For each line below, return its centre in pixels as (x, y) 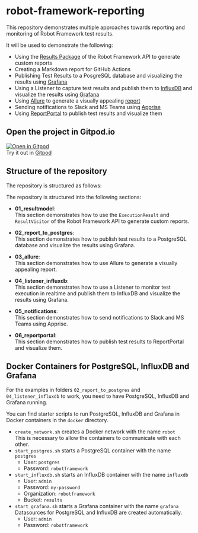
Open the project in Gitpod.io (61, 132)
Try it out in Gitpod (29, 152)
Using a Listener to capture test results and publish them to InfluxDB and (103, 88)
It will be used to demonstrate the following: (60, 45)
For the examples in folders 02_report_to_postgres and (73, 390)
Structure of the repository (57, 171)
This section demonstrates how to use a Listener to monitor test (92, 287)
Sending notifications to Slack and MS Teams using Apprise (88, 107)
